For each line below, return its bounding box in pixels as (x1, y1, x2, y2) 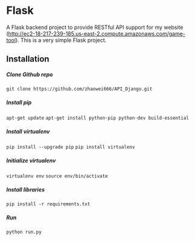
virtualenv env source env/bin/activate (6, 173, 108, 179)
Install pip (6, 98, 32, 106)
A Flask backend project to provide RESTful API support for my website (6, 24, 184, 31)
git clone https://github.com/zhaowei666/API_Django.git (6, 86, 153, 92)
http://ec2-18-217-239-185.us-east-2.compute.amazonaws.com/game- (8, 30, 186, 37)
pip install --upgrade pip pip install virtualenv (6, 144, 135, 150)
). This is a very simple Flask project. (15, 36, 107, 43)
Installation (6, 54, 50, 64)
